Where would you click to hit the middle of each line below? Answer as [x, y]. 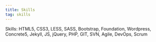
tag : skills [18, 14]
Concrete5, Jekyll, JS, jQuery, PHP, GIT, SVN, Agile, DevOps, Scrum [76, 34]
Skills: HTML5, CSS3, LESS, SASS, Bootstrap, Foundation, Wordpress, [78, 28]
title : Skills [20, 10]
